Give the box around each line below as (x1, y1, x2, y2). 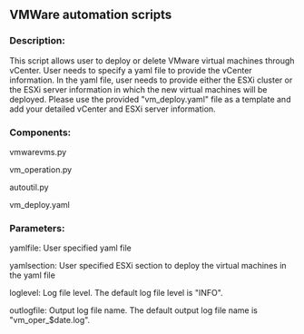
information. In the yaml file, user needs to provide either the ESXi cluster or (9, 74, 293, 85)
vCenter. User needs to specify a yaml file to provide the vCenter (9, 64, 252, 75)
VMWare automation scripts (9, 7, 172, 23)
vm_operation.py (9, 163, 73, 175)
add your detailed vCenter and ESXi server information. (9, 103, 216, 114)
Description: (9, 34, 65, 47)
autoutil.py (9, 182, 49, 192)
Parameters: (9, 221, 65, 234)
